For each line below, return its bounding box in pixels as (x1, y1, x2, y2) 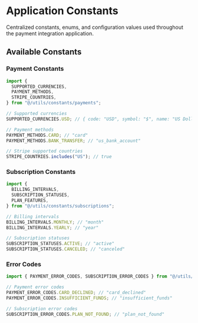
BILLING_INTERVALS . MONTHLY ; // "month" (6, 219, 104, 225)
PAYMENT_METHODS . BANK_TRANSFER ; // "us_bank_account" (6, 137, 141, 144)
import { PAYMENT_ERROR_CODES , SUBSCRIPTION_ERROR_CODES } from (6, 273, 167, 279)
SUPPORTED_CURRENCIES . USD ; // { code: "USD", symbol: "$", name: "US (6, 116, 181, 122)
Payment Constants (6, 65, 64, 73)
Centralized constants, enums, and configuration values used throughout (6, 24, 184, 31)
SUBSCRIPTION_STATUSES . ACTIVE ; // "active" (6, 240, 115, 247)
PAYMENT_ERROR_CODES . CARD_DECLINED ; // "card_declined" (6, 290, 146, 296)
